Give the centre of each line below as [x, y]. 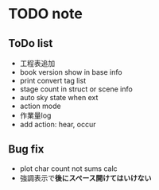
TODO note [46, 14]
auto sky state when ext [59, 97]
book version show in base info [71, 72]
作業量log [35, 115]
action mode [40, 106]
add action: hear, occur [58, 124]
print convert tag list [52, 81]
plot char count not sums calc [68, 169]
